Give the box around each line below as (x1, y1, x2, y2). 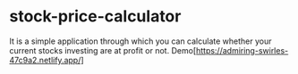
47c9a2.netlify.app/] (9, 54, 84, 65)
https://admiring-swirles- (195, 45, 289, 55)
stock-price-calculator (9, 6, 182, 27)
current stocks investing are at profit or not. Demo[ (9, 45, 197, 55)
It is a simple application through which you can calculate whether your (9, 36, 272, 46)
